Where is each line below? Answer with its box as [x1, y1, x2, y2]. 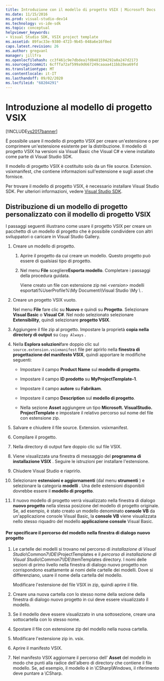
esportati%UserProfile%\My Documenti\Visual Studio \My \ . [20, 287, 143, 293]
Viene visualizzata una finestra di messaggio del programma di [12, 453, 141, 459]
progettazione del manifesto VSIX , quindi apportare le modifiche [12, 352, 146, 358]
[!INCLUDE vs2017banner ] [5, 128, 58, 134]
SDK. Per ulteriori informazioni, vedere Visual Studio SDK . [5, 188, 123, 194]
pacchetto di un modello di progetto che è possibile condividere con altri [5, 228, 153, 234]
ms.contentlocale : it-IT [5, 71, 57, 76]
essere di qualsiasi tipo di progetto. [20, 258, 92, 264]
